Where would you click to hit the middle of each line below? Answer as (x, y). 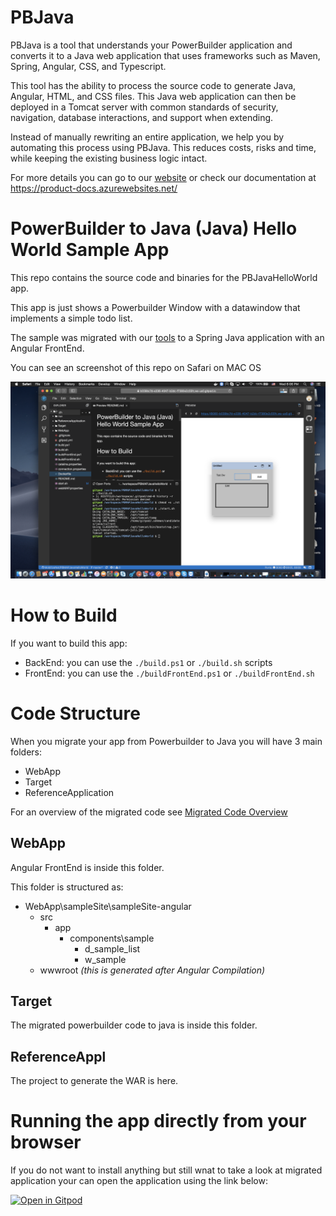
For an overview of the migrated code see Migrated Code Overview (149, 812)
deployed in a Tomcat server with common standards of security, (144, 107)
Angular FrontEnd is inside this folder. (87, 867)
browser (46, 1142)
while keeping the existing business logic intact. (109, 158)
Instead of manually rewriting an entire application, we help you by (147, 137)
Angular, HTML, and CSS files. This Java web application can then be (153, 96)
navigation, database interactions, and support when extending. (142, 117)
